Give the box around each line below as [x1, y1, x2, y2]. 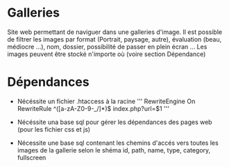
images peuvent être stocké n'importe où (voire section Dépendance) [7, 50, 206, 58]
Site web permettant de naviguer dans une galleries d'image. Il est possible [7, 28, 223, 36]
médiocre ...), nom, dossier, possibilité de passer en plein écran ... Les [7, 42, 207, 51]
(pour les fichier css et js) [17, 125, 91, 133]
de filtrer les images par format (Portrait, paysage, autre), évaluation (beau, [7, 35, 222, 43]
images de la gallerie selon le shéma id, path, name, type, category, [17, 146, 211, 154]
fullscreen [17, 153, 46, 161]
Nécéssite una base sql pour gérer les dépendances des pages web [17, 118, 213, 126]
